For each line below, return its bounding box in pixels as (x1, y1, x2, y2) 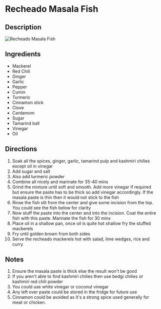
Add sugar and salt (12, 168, 50, 174)
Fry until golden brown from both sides (12, 231, 91, 237)
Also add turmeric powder (12, 173, 65, 179)
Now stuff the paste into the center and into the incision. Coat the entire (12, 210, 157, 216)
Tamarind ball (12, 120, 40, 126)
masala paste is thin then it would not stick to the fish (12, 194, 120, 200)
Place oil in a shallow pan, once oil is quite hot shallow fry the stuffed (12, 220, 151, 226)
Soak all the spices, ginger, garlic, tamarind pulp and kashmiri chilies (12, 158, 150, 164)
